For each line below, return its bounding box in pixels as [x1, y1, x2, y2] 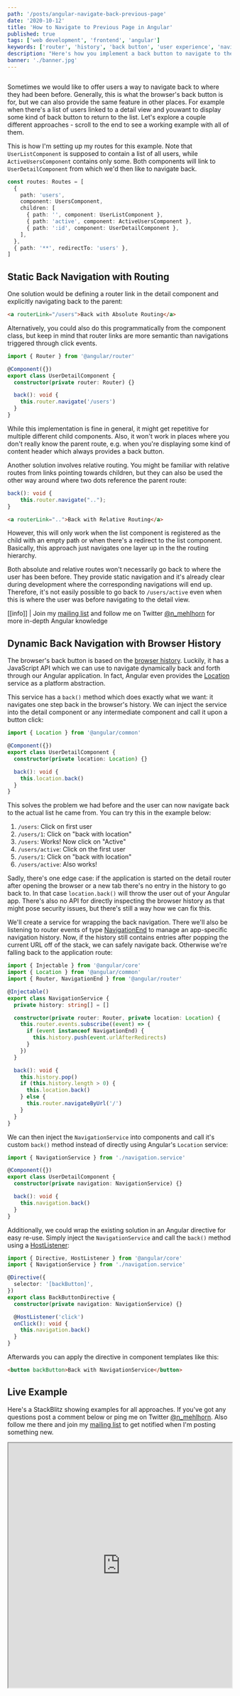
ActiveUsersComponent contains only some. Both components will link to [7, 157, 216, 165]
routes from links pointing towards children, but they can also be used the [7, 468, 223, 477]
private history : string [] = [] [13, 1001, 110, 1008]
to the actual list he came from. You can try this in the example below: [7, 809, 212, 817]
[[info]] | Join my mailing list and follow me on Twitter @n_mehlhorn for [7, 609, 215, 618]
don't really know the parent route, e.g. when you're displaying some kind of [7, 439, 231, 448]
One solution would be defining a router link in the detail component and [7, 290, 219, 298]
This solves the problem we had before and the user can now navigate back [7, 801, 229, 810]
